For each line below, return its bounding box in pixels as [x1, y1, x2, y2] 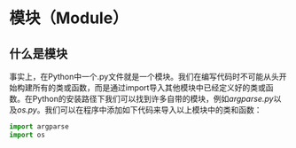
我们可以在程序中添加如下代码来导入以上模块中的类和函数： [43, 105, 262, 115]
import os [9, 130, 46, 139]
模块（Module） [9, 8, 129, 28]
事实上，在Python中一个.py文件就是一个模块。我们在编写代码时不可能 [9, 72, 264, 82]
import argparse [9, 122, 69, 131]
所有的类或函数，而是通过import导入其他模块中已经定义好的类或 [32, 82, 266, 93]
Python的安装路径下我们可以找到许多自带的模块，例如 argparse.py [32, 94, 274, 104]
